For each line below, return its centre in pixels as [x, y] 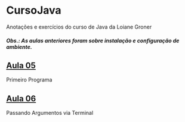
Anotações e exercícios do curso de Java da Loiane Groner [79, 27]
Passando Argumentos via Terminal [50, 113]
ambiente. [19, 47]
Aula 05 [21, 65]
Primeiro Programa [29, 80]
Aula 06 [21, 98]
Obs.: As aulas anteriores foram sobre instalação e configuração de [93, 40]
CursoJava [34, 10]
